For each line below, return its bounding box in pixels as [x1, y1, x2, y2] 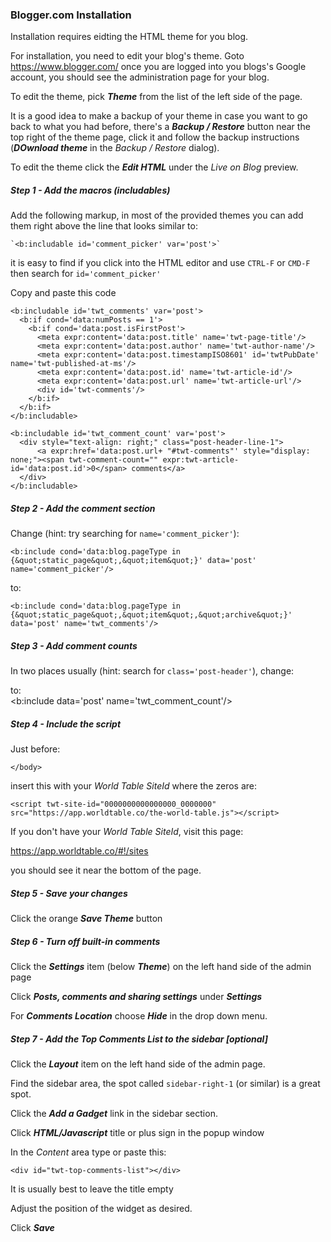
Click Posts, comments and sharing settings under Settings [10, 991, 263, 1003]
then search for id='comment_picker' [10, 268, 162, 280]
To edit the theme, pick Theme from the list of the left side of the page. [10, 91, 303, 103]
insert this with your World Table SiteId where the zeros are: [10, 780, 258, 792]
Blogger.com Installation [10, 8, 132, 22]
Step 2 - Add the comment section [10, 502, 156, 514]
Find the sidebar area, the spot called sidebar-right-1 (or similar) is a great [10, 1078, 321, 1090]
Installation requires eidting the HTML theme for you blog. [10, 31, 249, 43]
